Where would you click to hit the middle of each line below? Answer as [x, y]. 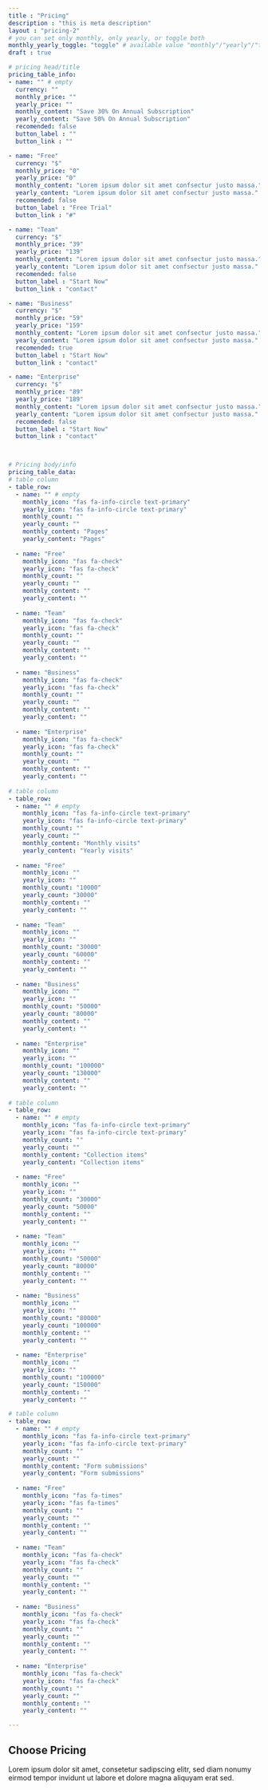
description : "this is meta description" [80, 23]
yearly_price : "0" [46, 178]
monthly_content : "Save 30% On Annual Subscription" [105, 112]
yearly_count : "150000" [62, 1385]
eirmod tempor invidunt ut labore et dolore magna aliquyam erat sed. [121, 1777]
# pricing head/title [44, 67]
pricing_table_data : [43, 472]
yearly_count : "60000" [60, 954]
